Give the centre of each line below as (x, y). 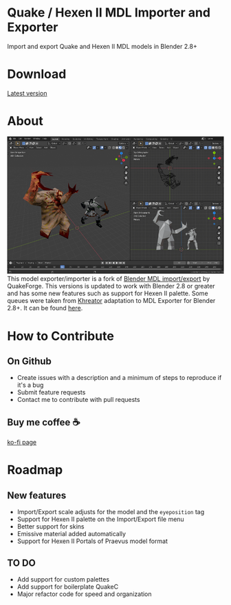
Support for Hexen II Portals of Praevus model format (92, 541)
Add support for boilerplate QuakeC (68, 587)
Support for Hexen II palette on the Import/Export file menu (100, 519)
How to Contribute (61, 336)
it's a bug (30, 385)
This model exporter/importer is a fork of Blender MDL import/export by (109, 279)
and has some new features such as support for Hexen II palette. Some (108, 293)
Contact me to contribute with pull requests (78, 400)
